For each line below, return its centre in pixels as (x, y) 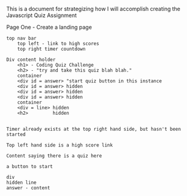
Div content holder (31, 60)
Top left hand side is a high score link (60, 145)
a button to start (30, 167)
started (16, 134)
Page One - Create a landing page (49, 27)
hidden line (21, 183)
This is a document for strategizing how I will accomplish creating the (94, 9)
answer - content (28, 188)
